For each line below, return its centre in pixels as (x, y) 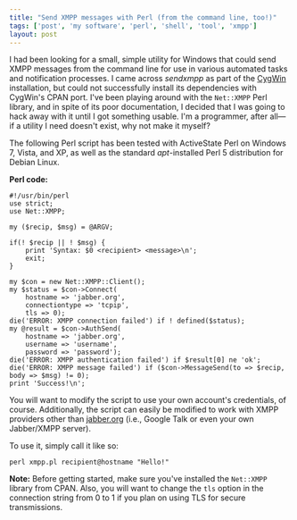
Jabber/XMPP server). (50, 429)
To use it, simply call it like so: (64, 446)
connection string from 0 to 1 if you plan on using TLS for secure (128, 498)
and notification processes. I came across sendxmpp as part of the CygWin (148, 79)
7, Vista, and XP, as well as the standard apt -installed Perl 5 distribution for (146, 153)
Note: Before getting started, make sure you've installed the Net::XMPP (138, 479)
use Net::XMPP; (37, 212)
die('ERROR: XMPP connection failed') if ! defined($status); (127, 321)
